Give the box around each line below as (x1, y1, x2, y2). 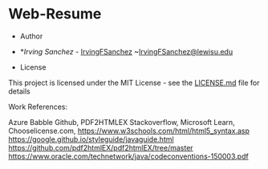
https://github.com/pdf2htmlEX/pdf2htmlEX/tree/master (8, 143, 194, 152)
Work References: (8, 102, 68, 111)
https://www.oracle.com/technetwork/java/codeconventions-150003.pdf (8, 151, 249, 161)
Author (19, 31, 43, 41)
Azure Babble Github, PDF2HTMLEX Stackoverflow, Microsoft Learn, (8, 117, 235, 127)
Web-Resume (8, 5, 102, 23)
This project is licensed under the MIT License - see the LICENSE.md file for (8, 78, 260, 87)
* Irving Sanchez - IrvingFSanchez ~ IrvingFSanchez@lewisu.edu (19, 46, 233, 56)
